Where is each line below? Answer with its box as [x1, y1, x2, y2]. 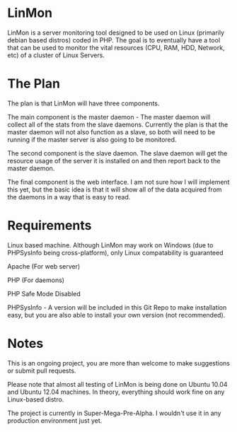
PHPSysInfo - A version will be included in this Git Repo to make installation [7, 303, 227, 312]
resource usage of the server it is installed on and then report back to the [7, 156, 221, 165]
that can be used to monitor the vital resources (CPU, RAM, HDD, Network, [7, 43, 225, 52]
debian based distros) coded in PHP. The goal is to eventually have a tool [7, 35, 221, 44]
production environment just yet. [7, 416, 103, 425]
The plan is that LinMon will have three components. [7, 99, 160, 107]
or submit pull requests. [7, 366, 76, 375]
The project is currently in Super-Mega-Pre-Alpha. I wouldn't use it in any [7, 409, 221, 417]
